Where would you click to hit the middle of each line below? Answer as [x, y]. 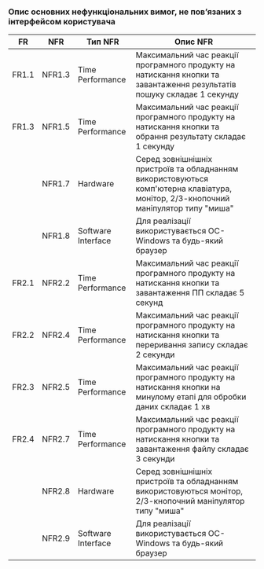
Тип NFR [103, 42]
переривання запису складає [192, 345]
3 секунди [155, 459]
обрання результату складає [191, 137]
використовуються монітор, [189, 491]
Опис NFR [194, 42]
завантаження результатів [186, 85]
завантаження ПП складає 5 [190, 293]
